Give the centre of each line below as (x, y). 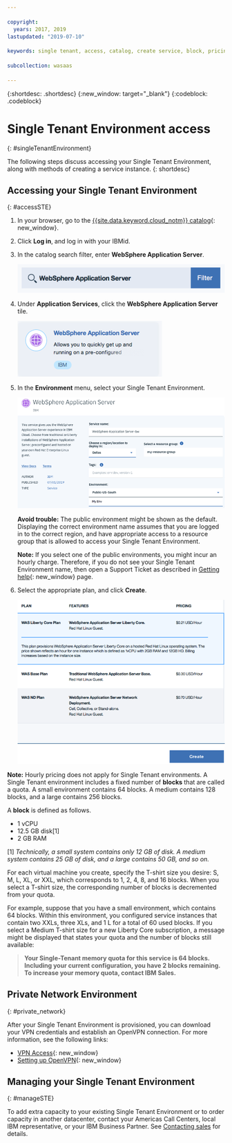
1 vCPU (27, 823)
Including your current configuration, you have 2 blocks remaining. (122, 965)
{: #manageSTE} (31, 1098)
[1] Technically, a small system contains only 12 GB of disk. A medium (106, 852)
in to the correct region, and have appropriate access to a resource (113, 533)
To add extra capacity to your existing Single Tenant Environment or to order (116, 1112)
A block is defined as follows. (49, 810)
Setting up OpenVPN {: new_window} (69, 1060)
